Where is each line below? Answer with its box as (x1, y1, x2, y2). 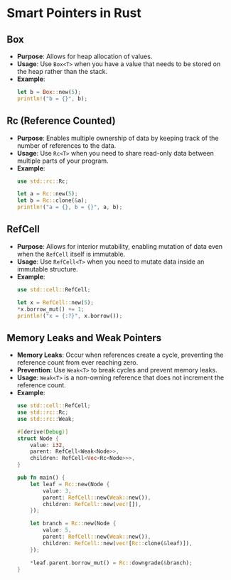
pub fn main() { (16, 474, 65, 481)
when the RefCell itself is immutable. (16, 249, 126, 258)
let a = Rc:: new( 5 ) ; (16, 190, 78, 198)
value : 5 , (43, 527, 72, 534)
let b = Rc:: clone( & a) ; (16, 197, 88, 204)
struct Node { (16, 435, 59, 442)
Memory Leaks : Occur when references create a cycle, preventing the (16, 350, 224, 360)
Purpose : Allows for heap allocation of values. (16, 52, 153, 60)
